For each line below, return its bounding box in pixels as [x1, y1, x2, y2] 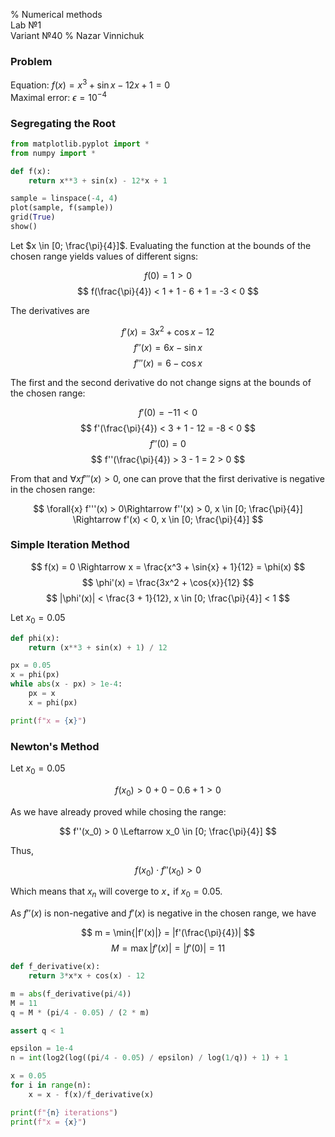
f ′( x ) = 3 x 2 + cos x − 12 [121, 324, 215, 338]
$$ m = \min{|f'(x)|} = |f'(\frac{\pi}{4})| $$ [81, 927, 255, 939]
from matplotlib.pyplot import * [10, 139, 150, 149]
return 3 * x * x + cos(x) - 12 [28, 971, 145, 981]
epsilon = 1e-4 [10, 1044, 74, 1054]
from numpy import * [10, 148, 97, 158]
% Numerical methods [10, 9, 103, 20]
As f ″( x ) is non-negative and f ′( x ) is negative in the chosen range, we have [10, 907, 317, 919]
